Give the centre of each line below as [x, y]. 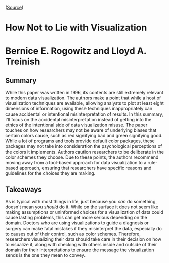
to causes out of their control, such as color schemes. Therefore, [73, 234]
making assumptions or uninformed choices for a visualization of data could [84, 212]
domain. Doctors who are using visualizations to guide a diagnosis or [77, 223]
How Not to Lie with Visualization [76, 28]
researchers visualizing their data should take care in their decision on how [83, 239]
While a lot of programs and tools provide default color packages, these [80, 141]
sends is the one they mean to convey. [46, 255]
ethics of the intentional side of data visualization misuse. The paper [76, 125]
